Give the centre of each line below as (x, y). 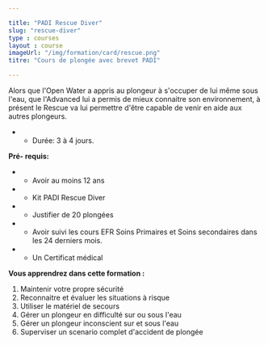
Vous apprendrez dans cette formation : (77, 273)
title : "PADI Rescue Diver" (56, 23)
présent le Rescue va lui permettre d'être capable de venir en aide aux (125, 107)
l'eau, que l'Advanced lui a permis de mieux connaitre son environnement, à (134, 99)
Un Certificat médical (67, 258)
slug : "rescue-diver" (45, 30)
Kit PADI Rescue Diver (69, 198)
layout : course (36, 45)
